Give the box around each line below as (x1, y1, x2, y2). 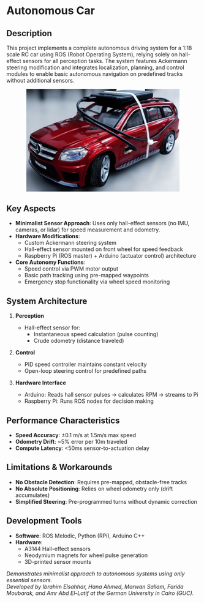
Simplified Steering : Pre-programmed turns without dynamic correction (15, 498, 198, 505)
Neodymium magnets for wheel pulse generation (24, 552, 148, 559)
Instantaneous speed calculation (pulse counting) (33, 331, 159, 338)
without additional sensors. (6, 77, 75, 84)
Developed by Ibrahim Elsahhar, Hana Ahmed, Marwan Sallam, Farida (6, 583, 184, 590)
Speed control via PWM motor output (24, 265, 118, 272)
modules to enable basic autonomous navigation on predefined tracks (6, 70, 183, 77)
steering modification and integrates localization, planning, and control (6, 64, 185, 71)
